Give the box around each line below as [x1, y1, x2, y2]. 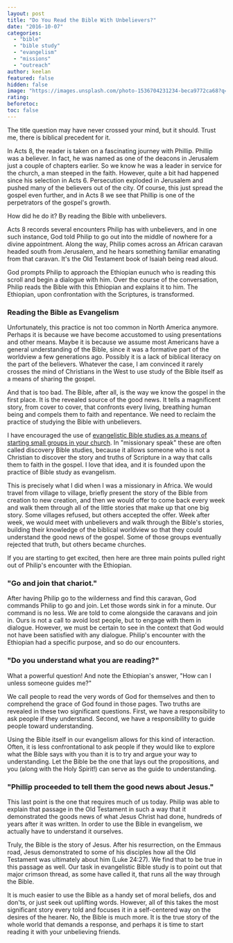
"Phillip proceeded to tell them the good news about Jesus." [7, 781, 214, 791]
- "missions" [13, 55, 51, 62]
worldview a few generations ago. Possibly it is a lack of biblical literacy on [7, 353, 221, 361]
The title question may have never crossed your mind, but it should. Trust [7, 126, 216, 134]
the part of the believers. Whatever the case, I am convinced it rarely [7, 360, 203, 368]
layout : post [7, 10, 45, 17]
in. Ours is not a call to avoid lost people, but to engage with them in [7, 616, 202, 625]
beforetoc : [7, 101, 39, 107]
